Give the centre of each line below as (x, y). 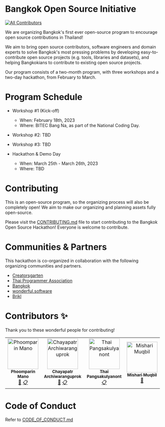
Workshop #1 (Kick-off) (36, 110)
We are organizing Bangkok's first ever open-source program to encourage (81, 32)
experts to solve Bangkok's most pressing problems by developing (72, 52)
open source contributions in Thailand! (44, 37)
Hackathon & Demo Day (36, 154)
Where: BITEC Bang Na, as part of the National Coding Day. (80, 125)
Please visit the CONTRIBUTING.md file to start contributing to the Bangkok (82, 222)
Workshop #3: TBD (31, 144)
